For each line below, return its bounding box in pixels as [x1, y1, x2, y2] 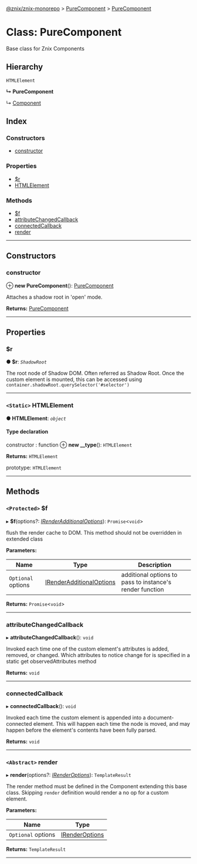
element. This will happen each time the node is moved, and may [33, 720, 191, 728]
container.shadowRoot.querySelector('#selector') [6, 382, 130, 388]
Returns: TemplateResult [6, 846, 66, 853]
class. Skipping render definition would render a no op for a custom [6, 789, 169, 796]
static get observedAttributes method [6, 658, 97, 665]
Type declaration [6, 428, 49, 435]
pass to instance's [121, 578, 172, 586]
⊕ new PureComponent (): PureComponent [6, 282, 114, 289]
